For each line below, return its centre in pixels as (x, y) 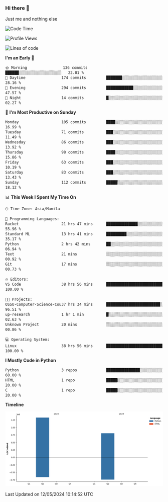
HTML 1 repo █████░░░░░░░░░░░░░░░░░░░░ (84, 380)
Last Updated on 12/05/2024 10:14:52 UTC (49, 494)
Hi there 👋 (18, 8)
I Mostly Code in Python (31, 360)
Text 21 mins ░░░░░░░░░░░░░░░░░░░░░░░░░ (84, 254)
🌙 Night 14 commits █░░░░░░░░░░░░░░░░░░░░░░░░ (84, 98)
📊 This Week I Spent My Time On (41, 197)
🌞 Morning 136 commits (46, 68)
